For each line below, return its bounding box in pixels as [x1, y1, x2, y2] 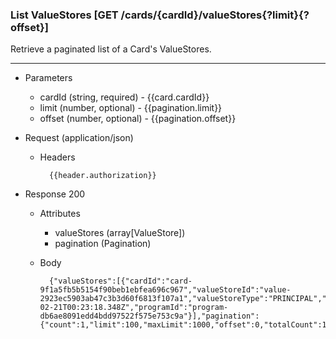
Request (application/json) [24, 132, 134, 144]
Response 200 [24, 188, 86, 200]
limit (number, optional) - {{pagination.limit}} [39, 102, 223, 114]
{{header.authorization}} [48, 171, 157, 181]
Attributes [39, 208, 81, 220]
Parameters [24, 72, 73, 84]
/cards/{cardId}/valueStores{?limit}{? [120, 8, 310, 22]
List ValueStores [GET [10, 8, 119, 22]
